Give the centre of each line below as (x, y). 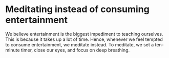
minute (13, 50)
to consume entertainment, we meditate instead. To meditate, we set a (80, 44)
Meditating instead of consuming (77, 9)
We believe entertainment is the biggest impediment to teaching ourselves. (84, 34)
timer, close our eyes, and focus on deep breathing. (75, 50)
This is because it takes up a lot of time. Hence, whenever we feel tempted (84, 39)
